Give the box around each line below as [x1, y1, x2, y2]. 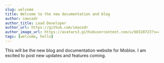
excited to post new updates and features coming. [5, 52, 106, 58]
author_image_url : [5, 30, 42, 34]
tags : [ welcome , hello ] [5, 34, 54, 39]
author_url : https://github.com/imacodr [5, 25, 89, 30]
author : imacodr [5, 16, 38, 21]
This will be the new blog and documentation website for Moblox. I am [5, 47, 146, 53]
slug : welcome [5, 7, 34, 12]
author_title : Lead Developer [5, 20, 67, 26]
